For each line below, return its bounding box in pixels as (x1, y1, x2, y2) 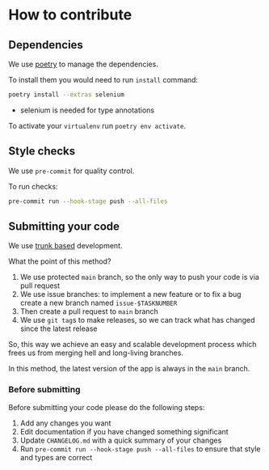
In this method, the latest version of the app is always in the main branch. (8, 364, 250, 374)
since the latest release (19, 324, 98, 333)
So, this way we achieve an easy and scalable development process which (8, 340, 257, 349)
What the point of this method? (8, 256, 111, 266)
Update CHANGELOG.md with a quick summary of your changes (19, 435, 222, 445)
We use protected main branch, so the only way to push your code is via (19, 273, 260, 282)
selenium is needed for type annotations (19, 105, 155, 115)
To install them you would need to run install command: (8, 75, 199, 84)
